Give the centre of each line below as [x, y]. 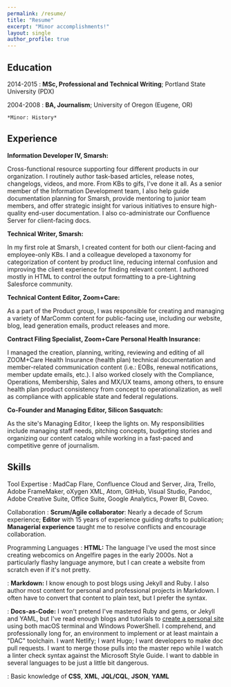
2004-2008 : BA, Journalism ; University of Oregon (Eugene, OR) [100, 105]
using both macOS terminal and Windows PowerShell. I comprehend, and [112, 626]
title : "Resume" [30, 20]
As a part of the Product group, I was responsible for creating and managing [116, 311]
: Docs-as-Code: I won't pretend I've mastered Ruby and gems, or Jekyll [111, 611]
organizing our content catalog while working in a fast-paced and [100, 438]
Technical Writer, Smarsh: [45, 233]
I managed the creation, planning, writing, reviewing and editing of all [106, 352]
